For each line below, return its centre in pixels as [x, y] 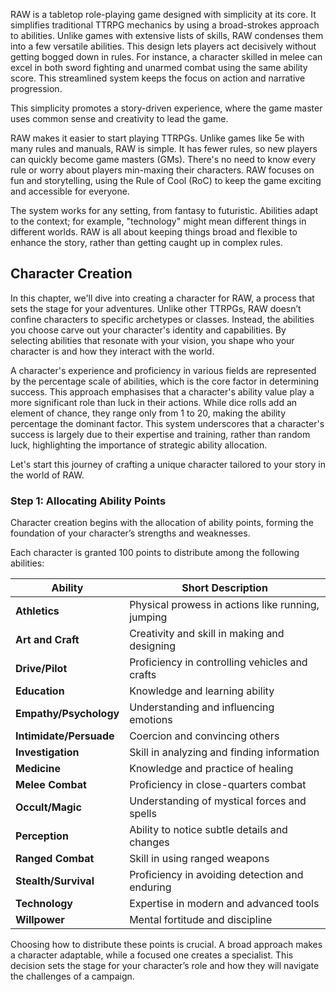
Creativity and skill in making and [207, 634]
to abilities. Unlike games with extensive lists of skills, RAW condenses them [167, 35]
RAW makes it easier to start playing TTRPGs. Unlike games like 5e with [157, 138]
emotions [151, 720]
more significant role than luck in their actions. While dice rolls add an [154, 402]
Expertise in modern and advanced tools [224, 904]
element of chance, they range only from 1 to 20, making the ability [148, 413]
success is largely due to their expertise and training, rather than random [160, 434]
